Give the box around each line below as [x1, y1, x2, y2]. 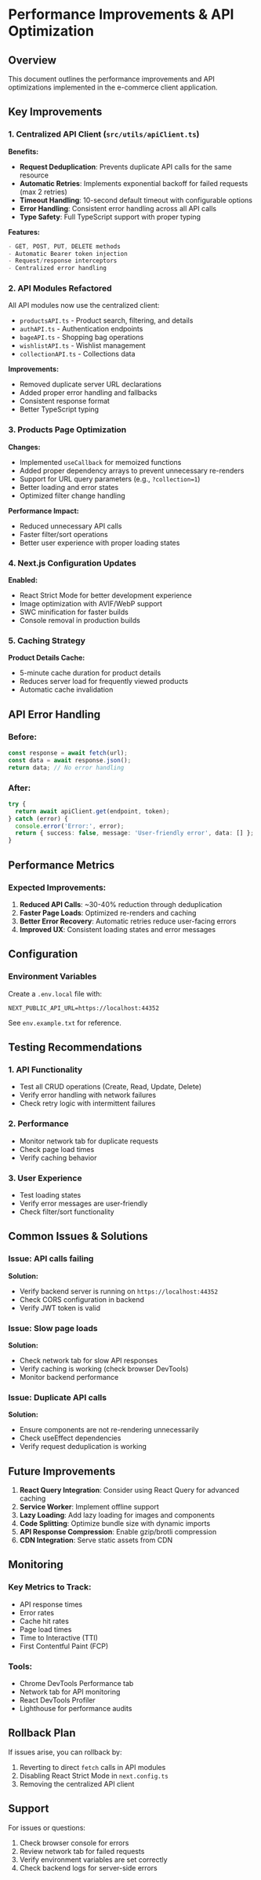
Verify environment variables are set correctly [19, 1855, 168, 1864]
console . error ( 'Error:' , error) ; [15, 822, 125, 830]
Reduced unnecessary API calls [19, 521, 122, 531]
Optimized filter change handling [19, 491, 125, 500]
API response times [19, 1600, 83, 1609]
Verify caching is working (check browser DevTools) [19, 1364, 189, 1373]
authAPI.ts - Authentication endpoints [19, 324, 143, 334]
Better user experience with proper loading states [19, 538, 180, 547]
